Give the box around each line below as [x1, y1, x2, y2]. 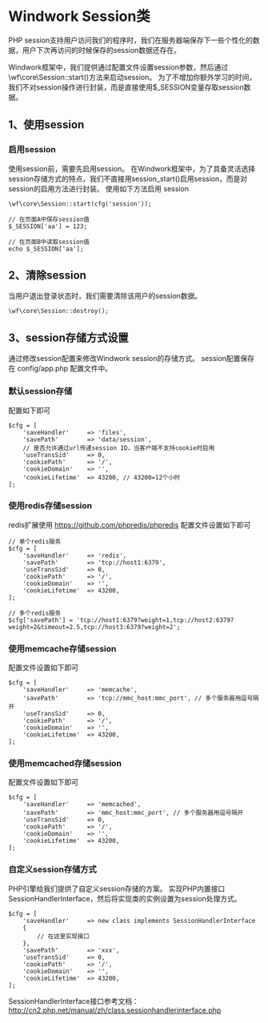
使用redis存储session [8, 500, 93, 511]
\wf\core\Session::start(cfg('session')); [8, 199, 152, 208]
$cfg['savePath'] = [8, 616, 74, 624]
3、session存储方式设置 [8, 331, 129, 344]
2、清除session [8, 269, 86, 283]
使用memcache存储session [8, 643, 117, 654]
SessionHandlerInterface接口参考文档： [8, 996, 140, 1005]
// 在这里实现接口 [37, 932, 90, 941]
